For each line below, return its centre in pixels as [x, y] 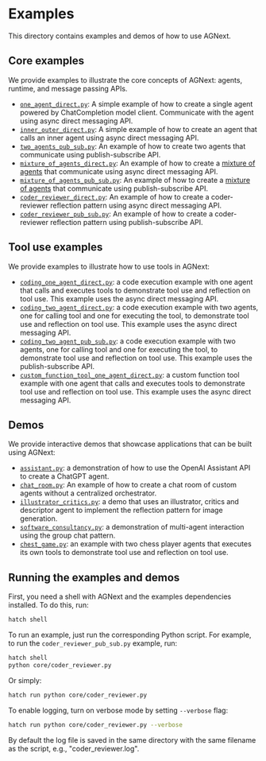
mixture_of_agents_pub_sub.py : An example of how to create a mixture [135, 180]
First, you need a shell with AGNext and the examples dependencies [120, 596]
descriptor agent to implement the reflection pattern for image [121, 511]
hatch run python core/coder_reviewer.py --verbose [95, 724]
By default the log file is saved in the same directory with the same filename [132, 740]
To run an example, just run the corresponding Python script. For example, [130, 635]
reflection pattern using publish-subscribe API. [127, 222]
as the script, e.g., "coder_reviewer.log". [74, 748]
